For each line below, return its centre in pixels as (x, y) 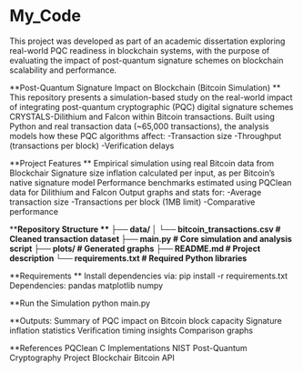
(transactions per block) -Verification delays (92, 146)
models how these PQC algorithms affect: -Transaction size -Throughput (146, 136)
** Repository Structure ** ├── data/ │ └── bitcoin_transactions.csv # (145, 229)
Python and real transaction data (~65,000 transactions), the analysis (140, 126)
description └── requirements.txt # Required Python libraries (128, 258)
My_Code (45, 16)
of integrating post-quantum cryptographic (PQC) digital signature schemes (151, 106)
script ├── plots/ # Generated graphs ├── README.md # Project (135, 248)
